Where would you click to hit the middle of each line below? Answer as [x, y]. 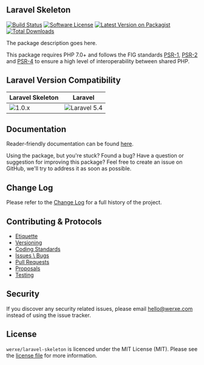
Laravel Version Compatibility [64, 81]
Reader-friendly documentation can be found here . [70, 144]
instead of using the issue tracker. [49, 315]
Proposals [28, 269]
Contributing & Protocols [54, 221]
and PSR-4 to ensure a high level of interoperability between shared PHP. [98, 61]
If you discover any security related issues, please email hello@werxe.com [100, 308]
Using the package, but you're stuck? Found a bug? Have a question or [95, 156]
